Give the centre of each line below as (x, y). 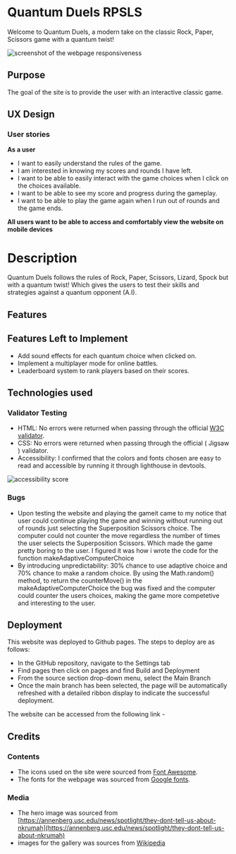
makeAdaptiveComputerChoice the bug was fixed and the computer (116, 588)
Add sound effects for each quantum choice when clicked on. (107, 355)
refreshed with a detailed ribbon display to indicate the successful (113, 693)
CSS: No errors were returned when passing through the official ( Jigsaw (123, 443)
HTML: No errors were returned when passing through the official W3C (121, 428)
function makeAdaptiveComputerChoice (76, 558)
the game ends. (40, 208)
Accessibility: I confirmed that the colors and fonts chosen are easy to (119, 458)
